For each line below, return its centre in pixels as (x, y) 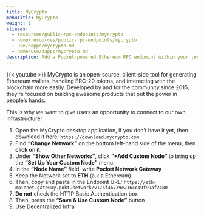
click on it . (28, 149)
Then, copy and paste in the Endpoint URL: (69, 182)
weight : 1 (19, 23)
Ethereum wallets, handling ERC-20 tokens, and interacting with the (91, 81)
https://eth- (140, 182)
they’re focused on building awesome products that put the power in (92, 94)
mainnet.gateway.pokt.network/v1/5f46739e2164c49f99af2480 (91, 188)
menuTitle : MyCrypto (32, 18)
